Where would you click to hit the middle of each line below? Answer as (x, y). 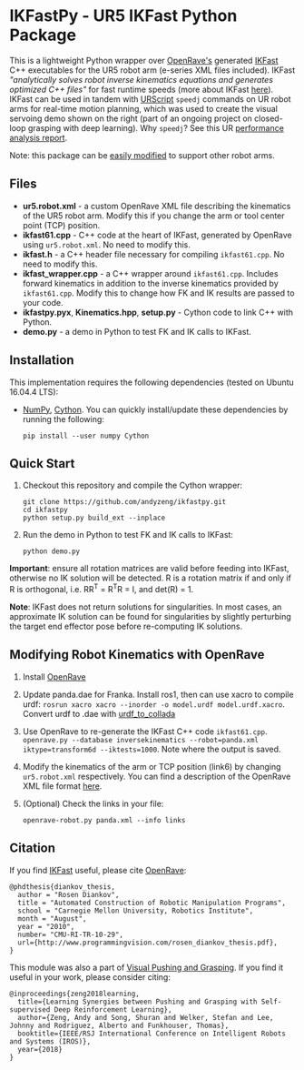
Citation (33, 848)
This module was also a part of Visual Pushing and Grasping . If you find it (147, 967)
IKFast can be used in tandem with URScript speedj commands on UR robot (151, 99)
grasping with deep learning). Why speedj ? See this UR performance (156, 127)
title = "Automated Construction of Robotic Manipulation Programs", (152, 903)
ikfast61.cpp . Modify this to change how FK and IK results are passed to (158, 293)
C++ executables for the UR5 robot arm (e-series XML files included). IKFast (152, 70)
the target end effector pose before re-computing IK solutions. (126, 626)
